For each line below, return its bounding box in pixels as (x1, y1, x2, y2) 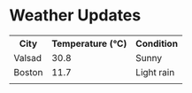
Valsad (13, 51, 42, 64)
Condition (135, 37, 179, 50)
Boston (13, 66, 43, 78)
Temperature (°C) (51, 37, 127, 50)
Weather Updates (9, 5, 142, 26)
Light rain (135, 66, 175, 78)
